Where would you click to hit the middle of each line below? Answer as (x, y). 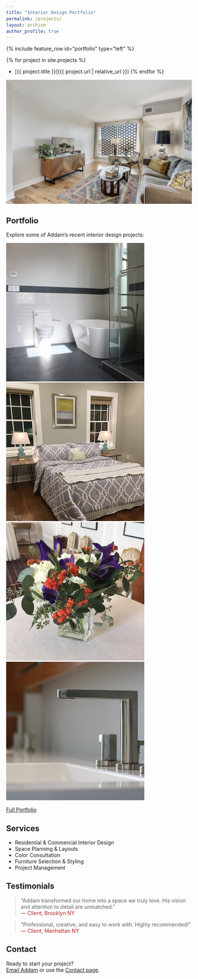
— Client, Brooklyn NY (47, 913)
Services (23, 828)
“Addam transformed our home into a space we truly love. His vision (103, 900)
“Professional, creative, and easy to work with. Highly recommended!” (106, 924)
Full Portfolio (22, 810)
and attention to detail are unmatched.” (68, 906)
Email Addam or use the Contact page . (53, 970)
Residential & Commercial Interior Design (64, 843)
